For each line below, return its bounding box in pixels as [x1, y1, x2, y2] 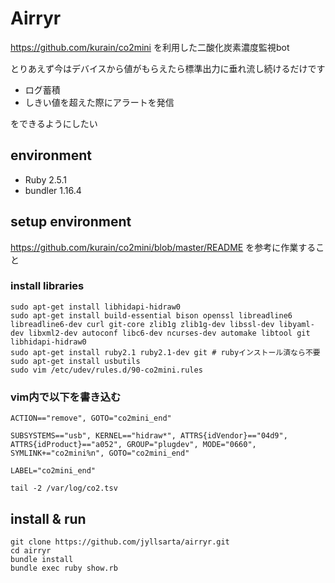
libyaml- [278, 319, 315, 329]
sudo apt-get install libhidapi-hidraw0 [10, 302, 182, 312]
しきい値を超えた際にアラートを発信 [24, 96, 175, 108]
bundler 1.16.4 [24, 184, 82, 196]
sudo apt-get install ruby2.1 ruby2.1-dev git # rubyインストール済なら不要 [10, 347, 321, 357]
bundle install [10, 554, 74, 564]
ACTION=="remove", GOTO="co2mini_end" [10, 413, 172, 424]
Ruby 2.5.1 [24, 173, 68, 186]
